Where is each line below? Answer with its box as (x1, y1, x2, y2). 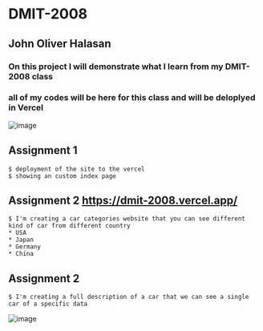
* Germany (8, 243, 42, 251)
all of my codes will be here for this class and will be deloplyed (8, 92, 256, 103)
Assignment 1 (8, 143, 78, 157)
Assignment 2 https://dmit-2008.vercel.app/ (8, 194, 238, 207)
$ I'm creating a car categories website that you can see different (8, 215, 246, 223)
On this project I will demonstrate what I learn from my (8, 61, 224, 72)
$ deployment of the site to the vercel (8, 165, 146, 173)
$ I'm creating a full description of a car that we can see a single (8, 293, 249, 301)
